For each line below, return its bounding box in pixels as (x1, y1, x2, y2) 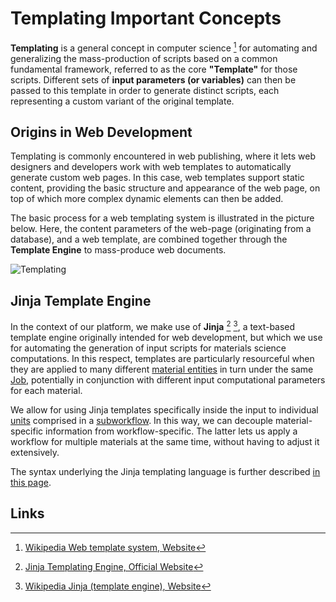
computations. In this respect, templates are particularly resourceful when (10, 352, 315, 364)
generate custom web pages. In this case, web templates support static (10, 172, 305, 184)
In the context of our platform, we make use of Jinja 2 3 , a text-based (10, 319, 296, 332)
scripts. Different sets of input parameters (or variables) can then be (10, 73, 297, 86)
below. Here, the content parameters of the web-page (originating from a (10, 223, 312, 235)
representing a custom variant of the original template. (10, 95, 235, 107)
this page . (10, 476, 52, 488)
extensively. (10, 446, 60, 458)
